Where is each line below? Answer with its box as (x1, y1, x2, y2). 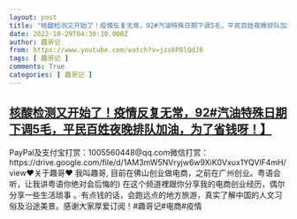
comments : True (9, 63, 65, 72)
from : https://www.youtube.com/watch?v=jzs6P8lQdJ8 (9, 46, 203, 55)
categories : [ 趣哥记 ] (9, 71, 93, 79)
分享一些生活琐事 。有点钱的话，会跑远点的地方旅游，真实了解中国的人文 (9, 189, 275, 200)
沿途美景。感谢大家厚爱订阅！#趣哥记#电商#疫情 (24, 200, 202, 211)
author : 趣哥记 (9, 37, 61, 47)
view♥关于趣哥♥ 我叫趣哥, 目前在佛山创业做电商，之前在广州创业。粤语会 (9, 167, 281, 177)
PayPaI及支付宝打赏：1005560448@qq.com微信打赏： (9, 147, 209, 157)
